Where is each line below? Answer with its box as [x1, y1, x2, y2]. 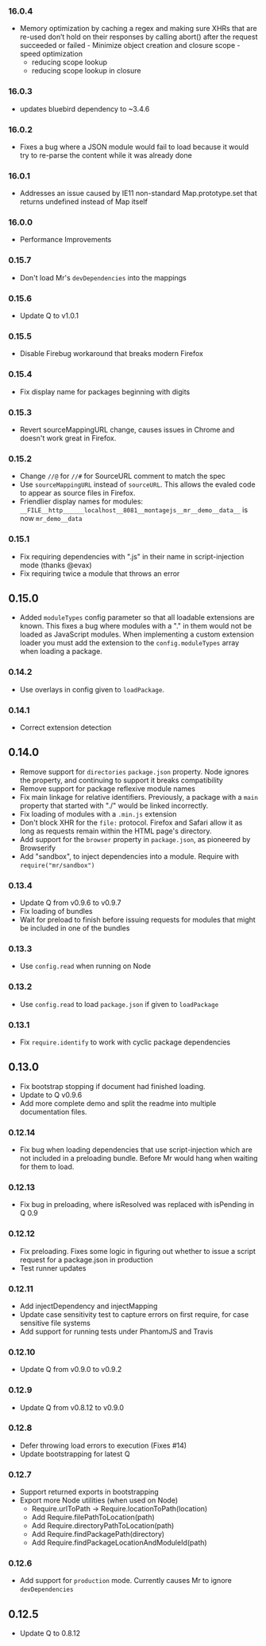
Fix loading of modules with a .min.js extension [19, 809, 177, 818]
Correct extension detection [19, 723, 112, 732]
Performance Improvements [19, 235, 112, 245]
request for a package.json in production [19, 1255, 153, 1264]
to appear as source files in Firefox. [19, 488, 136, 498]
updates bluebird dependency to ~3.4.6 [19, 104, 150, 113]
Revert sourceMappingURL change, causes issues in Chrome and [19, 425, 235, 434]
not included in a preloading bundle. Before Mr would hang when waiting [19, 1154, 258, 1163]
